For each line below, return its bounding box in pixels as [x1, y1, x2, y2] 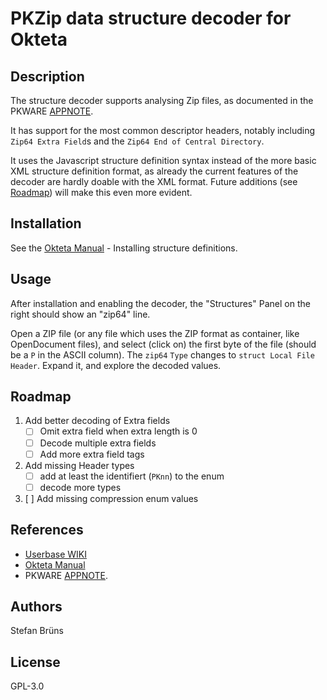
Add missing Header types [24, 459, 135, 471]
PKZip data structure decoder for [10, 7, 292, 30]
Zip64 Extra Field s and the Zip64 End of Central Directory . [10, 135, 265, 147]
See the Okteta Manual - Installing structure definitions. [10, 242, 238, 254]
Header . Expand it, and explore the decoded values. [10, 359, 222, 371]
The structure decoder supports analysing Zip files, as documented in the [10, 95, 314, 106]
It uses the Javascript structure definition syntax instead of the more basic [10, 155, 317, 166]
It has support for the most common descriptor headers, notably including [10, 125, 316, 136]
